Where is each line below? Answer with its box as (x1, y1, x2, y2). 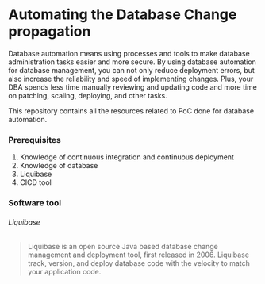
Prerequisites (8, 134, 61, 145)
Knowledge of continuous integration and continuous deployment (19, 152, 234, 162)
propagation (8, 22, 91, 40)
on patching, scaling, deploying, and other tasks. (8, 90, 168, 100)
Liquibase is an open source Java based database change (27, 242, 218, 251)
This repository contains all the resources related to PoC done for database (8, 106, 255, 116)
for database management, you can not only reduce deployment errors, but (8, 65, 255, 75)
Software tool (8, 198, 62, 209)
